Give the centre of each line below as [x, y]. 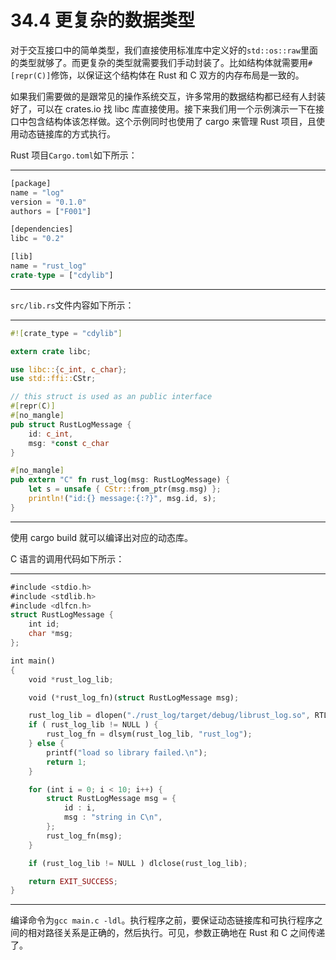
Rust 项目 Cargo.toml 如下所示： [74, 155]
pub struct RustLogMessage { [71, 424]
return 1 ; [66, 762]
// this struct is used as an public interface [111, 397]
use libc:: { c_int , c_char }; [69, 369]
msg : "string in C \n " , [113, 817]
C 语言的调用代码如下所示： [67, 558]
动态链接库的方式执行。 [67, 133]
